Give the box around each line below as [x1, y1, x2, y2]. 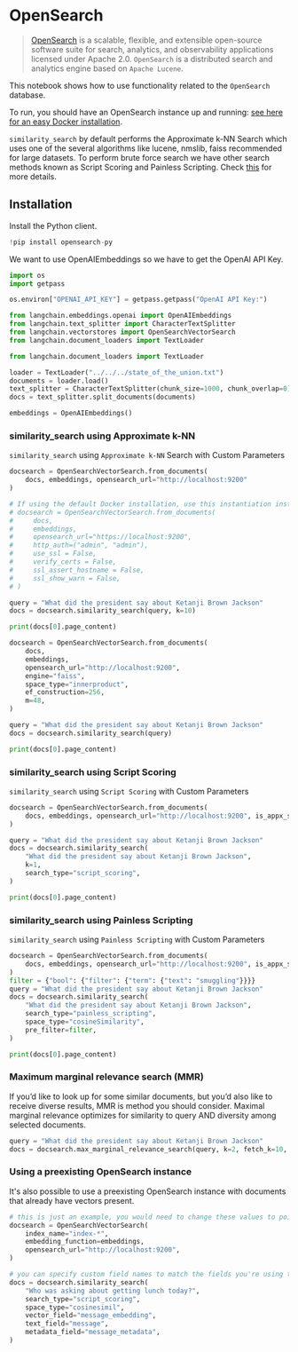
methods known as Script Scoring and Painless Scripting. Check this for [9, 162, 272, 172]
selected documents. [9, 1119, 87, 1130]
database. [9, 90, 46, 100]
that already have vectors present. [9, 1195, 135, 1206]
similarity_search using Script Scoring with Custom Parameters [9, 786, 249, 796]
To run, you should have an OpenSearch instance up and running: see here [9, 107, 284, 117]
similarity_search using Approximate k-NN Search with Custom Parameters [9, 450, 286, 461]
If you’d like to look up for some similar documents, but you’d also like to [9, 1091, 273, 1102]
